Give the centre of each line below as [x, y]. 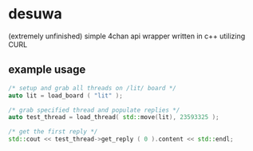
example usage [47, 70]
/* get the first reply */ [53, 132]
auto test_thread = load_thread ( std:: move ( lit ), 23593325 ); [114, 117]
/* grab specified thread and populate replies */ [94, 110]
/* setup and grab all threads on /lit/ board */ [93, 88]
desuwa [35, 14]
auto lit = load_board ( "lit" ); [66, 95]
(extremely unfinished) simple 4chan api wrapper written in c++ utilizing [127, 36]
